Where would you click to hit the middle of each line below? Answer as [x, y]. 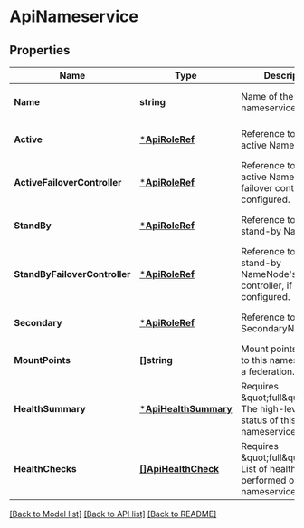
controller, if [266, 285]
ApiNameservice [74, 17]
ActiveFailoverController [68, 182]
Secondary [38, 323]
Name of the [267, 96]
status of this [269, 420]
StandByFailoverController [72, 274]
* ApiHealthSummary [186, 409]
